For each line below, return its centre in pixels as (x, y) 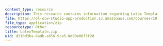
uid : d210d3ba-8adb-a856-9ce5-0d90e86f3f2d (50, 36)
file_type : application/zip (33, 23)
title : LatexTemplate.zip (31, 32)
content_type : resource (29, 9)
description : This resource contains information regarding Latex (73, 14)
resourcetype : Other (26, 27)
